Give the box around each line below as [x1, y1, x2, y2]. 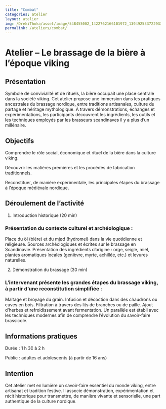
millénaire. [5, 122, 26, 128]
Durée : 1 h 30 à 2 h [5, 345, 45, 351]
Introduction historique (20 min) [12, 212, 78, 218]
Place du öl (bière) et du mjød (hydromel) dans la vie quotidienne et [5, 236, 142, 242]
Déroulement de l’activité [5, 199, 84, 207]
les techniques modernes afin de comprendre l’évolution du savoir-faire [5, 312, 151, 318]
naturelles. [5, 257, 27, 263]
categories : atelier [5, 12, 48, 17]
